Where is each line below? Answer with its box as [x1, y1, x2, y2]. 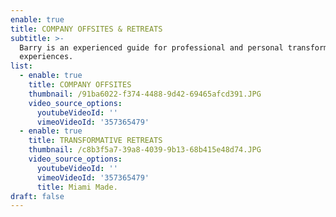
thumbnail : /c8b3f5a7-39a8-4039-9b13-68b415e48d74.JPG [28, 145, 262, 155]
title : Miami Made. [36, 182, 118, 192]
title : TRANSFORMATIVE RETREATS [28, 136, 163, 146]
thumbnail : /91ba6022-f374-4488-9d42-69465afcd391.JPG [28, 89, 262, 99]
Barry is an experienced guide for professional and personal [19, 42, 284, 53]
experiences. [19, 52, 74, 62]
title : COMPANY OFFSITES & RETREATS [10, 24, 163, 34]
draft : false [10, 191, 65, 201]
